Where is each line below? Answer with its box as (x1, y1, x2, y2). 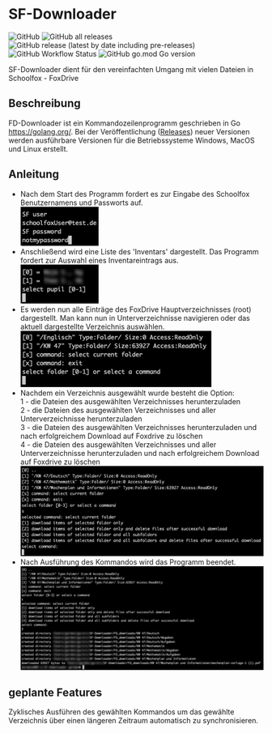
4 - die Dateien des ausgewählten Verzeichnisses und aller (19, 439, 217, 450)
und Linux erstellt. (8, 143, 69, 154)
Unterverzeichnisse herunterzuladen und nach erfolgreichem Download (19, 448, 260, 458)
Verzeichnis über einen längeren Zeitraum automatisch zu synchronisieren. (8, 716, 259, 726)
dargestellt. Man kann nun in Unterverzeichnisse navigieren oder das (19, 313, 251, 322)
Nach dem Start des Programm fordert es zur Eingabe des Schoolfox (19, 189, 250, 198)
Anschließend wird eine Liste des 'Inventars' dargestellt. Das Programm (19, 246, 259, 256)
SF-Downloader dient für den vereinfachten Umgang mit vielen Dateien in (8, 64, 253, 74)
